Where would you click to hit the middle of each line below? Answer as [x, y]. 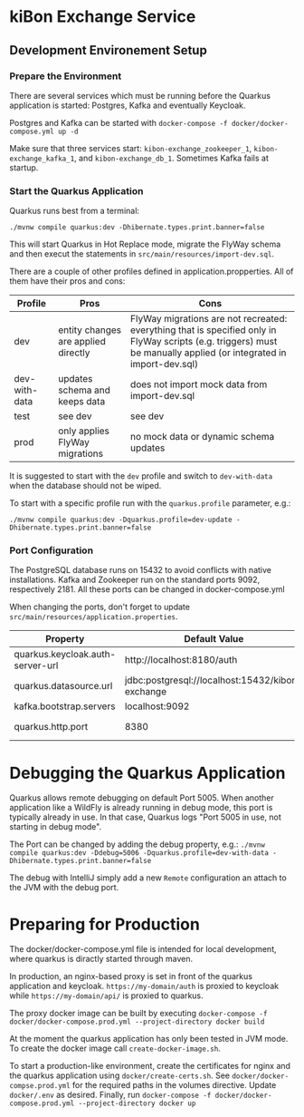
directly [74, 353]
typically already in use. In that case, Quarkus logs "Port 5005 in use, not [146, 817]
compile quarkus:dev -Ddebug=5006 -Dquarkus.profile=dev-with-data [139, 853]
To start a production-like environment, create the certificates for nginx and [150, 1066]
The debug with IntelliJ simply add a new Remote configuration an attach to [148, 878]
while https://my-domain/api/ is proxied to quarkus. [106, 996]
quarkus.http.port [51, 727]
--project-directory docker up [137, 1103]
